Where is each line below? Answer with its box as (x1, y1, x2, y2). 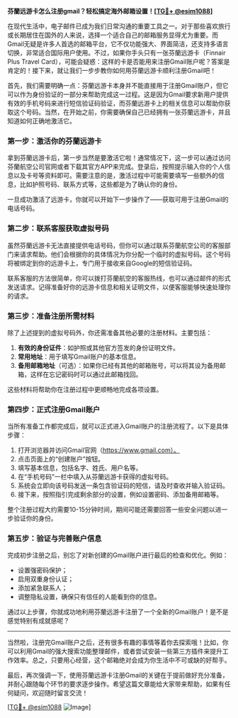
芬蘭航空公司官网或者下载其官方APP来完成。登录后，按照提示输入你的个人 (7, 162, 225, 171)
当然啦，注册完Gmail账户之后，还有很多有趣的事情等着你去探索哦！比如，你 (7, 638, 229, 647)
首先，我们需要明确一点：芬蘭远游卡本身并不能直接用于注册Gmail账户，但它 (7, 82, 229, 89)
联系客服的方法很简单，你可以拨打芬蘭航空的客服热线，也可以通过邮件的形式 (7, 274, 231, 282)
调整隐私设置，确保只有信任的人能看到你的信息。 (17, 593, 161, 601)
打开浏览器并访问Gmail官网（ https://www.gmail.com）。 (17, 446, 181, 454)
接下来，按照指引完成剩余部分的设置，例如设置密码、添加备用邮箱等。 (17, 490, 223, 499)
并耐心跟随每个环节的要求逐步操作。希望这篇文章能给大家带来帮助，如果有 (7, 680, 225, 688)
